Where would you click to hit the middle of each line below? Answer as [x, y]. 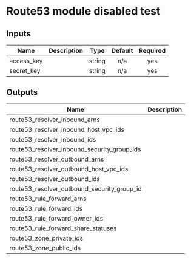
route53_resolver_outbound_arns [57, 159]
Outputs [22, 92]
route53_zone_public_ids [45, 248]
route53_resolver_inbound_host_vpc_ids [67, 129]
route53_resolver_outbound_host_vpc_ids [69, 169]
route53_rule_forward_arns [48, 199]
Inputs [19, 34]
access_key [26, 61]
